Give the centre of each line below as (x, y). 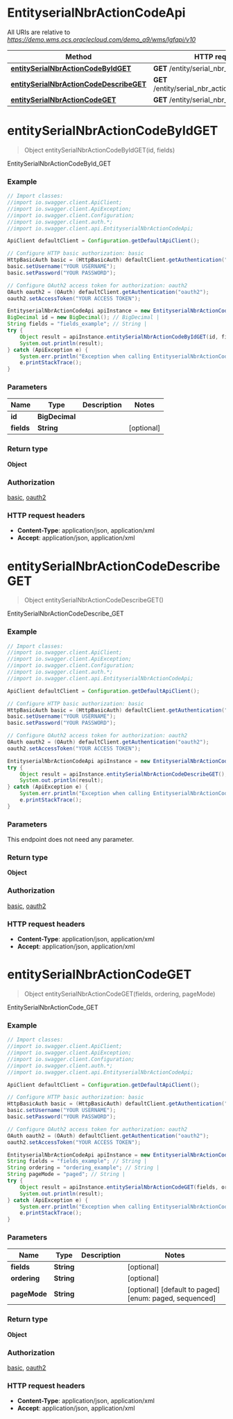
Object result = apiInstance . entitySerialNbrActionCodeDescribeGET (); (124, 774)
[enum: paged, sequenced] (172, 1299)
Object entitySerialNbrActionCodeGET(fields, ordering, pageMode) (120, 994)
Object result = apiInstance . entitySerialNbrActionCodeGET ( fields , (119, 1187)
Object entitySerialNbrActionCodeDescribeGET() (94, 600)
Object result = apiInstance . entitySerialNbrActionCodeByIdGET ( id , (119, 337)
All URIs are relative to (39, 32)
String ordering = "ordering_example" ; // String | (83, 1168)
